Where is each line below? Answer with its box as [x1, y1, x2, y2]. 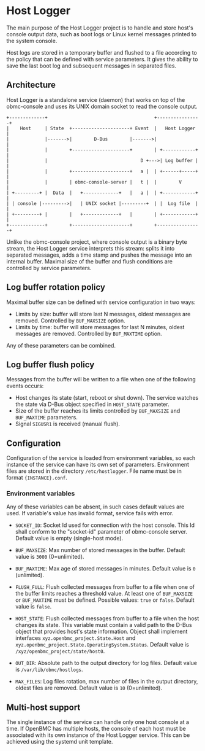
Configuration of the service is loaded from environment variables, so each [6, 454, 196, 462]
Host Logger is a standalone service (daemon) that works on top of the [6, 96, 185, 103]
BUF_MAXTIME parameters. [15, 414, 78, 421]
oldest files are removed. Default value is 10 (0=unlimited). [15, 684, 162, 691]
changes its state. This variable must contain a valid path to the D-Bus [15, 621, 192, 629]
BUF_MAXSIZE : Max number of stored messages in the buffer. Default [15, 547, 185, 554]
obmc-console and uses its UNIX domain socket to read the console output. [6, 103, 198, 110]
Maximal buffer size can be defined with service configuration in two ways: [6, 298, 196, 306]
